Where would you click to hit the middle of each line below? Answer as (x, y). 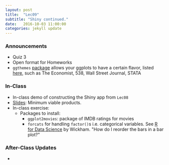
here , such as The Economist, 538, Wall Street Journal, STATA (77, 73)
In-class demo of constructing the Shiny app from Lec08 (70, 97)
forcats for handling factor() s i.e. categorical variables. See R (93, 124)
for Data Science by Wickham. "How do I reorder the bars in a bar (96, 129)
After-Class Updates (31, 147)
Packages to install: (40, 113)
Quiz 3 (19, 57)
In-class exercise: (31, 108)
